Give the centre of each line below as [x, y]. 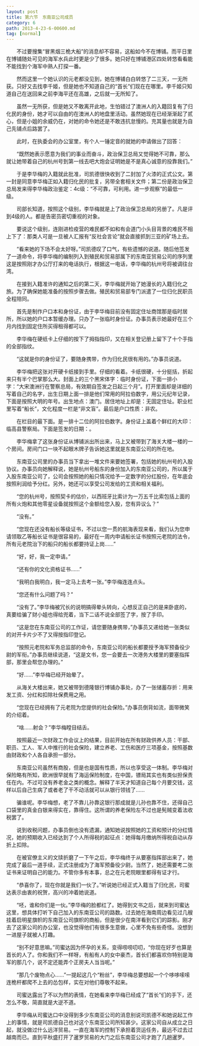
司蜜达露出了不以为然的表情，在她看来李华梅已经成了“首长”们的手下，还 [104, 995]
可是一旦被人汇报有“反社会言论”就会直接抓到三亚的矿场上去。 [117, 237]
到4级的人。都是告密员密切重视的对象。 [55, 216]
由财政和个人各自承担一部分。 [42, 755]
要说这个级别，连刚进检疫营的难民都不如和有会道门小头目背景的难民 [99, 229]
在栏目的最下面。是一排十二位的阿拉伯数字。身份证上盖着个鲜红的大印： [105, 421]
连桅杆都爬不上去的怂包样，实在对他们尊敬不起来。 [68, 982]
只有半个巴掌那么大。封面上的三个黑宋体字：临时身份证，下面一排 [92, 379]
